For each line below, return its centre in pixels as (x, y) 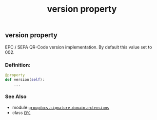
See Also (16, 96)
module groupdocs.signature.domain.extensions (61, 107)
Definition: (18, 65)
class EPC (21, 112)
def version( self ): (25, 79)
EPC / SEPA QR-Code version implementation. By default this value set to (78, 47)
